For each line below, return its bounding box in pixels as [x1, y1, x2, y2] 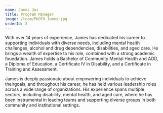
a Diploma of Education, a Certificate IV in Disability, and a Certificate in [5, 61, 151, 67]
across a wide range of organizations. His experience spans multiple [5, 86, 145, 92]
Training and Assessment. [5, 66, 58, 72]
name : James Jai [5, 7, 39, 12]
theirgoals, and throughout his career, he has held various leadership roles [5, 81, 157, 87]
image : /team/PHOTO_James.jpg [5, 16, 68, 21]
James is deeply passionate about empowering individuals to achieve [5, 76, 147, 82]
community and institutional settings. [5, 102, 81, 108]
